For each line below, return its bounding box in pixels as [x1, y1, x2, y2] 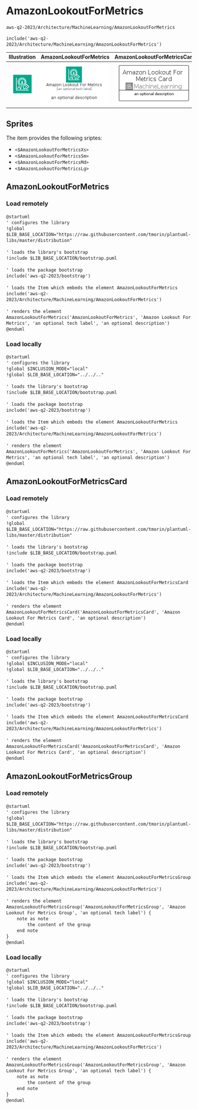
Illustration [8, 53, 37, 60]
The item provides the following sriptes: [6, 134, 103, 141]
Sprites [6, 118, 34, 128]
